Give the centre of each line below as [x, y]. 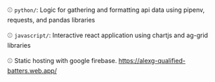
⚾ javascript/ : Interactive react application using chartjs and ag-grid [108, 35]
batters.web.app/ [32, 71]
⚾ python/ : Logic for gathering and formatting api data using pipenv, [106, 10]
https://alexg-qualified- [152, 61]
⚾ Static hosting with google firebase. [62, 61]
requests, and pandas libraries [51, 20]
